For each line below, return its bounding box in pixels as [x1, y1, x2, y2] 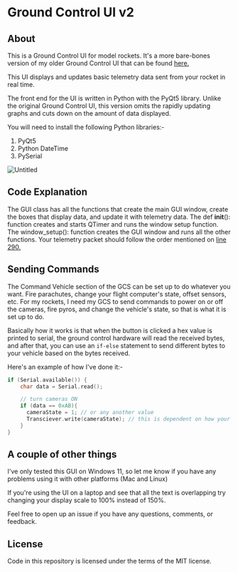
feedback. [7, 517, 37, 526]
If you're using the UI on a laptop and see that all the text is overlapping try [7, 488, 226, 497]
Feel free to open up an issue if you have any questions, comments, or [7, 509, 213, 519]
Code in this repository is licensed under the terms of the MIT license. [7, 557, 212, 566]
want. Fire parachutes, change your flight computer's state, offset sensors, [7, 289, 227, 298]
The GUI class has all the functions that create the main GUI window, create [7, 205, 229, 213]
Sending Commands [7, 264, 99, 276]
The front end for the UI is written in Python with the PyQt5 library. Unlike [7, 94, 222, 102]
